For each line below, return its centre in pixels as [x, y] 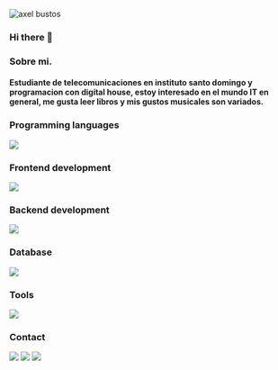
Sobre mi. [31, 61]
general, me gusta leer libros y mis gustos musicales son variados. [136, 102]
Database [31, 252]
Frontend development [60, 167]
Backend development [59, 210]
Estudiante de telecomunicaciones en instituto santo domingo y [131, 83]
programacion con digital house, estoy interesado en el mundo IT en [139, 92]
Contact [27, 337]
